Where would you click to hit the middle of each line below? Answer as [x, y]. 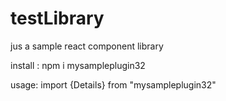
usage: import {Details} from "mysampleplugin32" [113, 84]
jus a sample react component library [87, 46]
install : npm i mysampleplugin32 [78, 65]
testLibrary [57, 18]
